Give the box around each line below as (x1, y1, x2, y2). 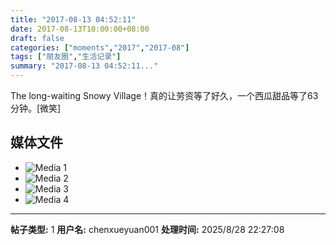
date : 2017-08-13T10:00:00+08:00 (10, 24, 150, 34)
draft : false (10, 33, 65, 43)
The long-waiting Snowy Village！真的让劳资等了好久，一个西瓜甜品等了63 (10, 90, 319, 101)
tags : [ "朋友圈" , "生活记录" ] (10, 52, 122, 62)
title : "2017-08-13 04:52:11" (10, 14, 137, 25)
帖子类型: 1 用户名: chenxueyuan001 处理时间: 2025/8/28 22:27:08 (10, 223, 285, 235)
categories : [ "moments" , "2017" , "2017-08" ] (10, 42, 190, 53)
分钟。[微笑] (10, 102, 62, 114)
